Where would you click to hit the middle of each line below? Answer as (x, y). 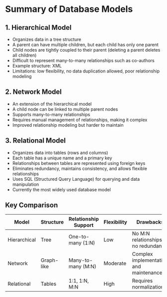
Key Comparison (32, 205)
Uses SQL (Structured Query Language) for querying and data (76, 179)
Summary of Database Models (69, 9)
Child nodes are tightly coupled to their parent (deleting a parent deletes (86, 50)
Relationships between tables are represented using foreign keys (79, 163)
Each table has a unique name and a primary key (62, 158)
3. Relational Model (36, 141)
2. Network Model (34, 92)
